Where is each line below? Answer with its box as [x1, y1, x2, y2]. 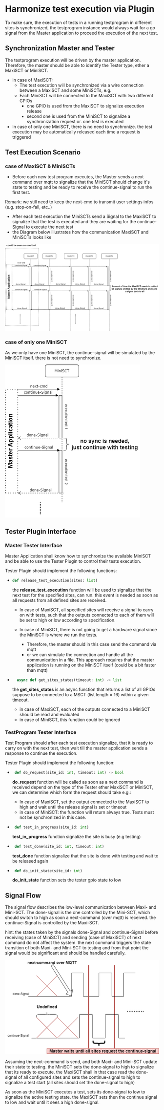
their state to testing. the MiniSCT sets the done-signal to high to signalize [5, 1064, 154, 1070]
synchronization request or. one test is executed [26, 118, 124, 124]
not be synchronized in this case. [19, 814, 86, 820]
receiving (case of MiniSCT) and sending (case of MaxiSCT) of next [5, 935, 142, 940]
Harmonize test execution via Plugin [5, 3, 155, 15]
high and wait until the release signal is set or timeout [19, 804, 127, 810]
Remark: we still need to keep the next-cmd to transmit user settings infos [5, 199, 154, 205]
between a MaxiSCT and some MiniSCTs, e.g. [19, 87, 112, 93]
